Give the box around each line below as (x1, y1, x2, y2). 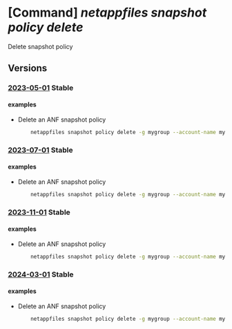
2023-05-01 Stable (8, 83, 74, 93)
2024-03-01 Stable (8, 270, 75, 279)
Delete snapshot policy (8, 42, 73, 50)
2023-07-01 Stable (8, 145, 73, 155)
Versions (8, 62, 48, 74)
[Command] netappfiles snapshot (8, 5, 207, 21)
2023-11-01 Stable (8, 207, 71, 217)
